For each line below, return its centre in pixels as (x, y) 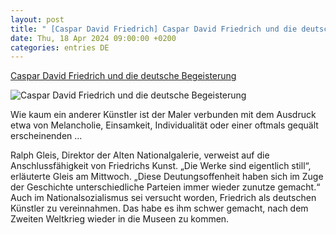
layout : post (37, 19)
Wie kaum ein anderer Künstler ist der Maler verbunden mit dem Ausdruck (163, 115)
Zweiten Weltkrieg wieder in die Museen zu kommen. (120, 219)
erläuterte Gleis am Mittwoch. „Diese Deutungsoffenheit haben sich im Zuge (167, 177)
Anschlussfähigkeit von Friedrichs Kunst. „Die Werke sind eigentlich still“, (161, 166)
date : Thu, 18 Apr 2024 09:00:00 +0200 (93, 38)
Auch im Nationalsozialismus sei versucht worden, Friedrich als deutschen (163, 198)
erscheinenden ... (46, 136)
